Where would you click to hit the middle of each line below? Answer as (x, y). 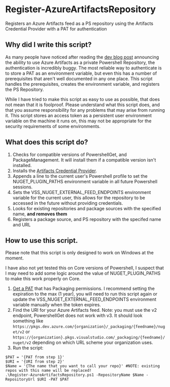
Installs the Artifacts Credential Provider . (55, 171)
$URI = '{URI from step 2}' (35, 362)
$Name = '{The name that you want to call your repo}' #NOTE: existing (82, 366)
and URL (22, 224)
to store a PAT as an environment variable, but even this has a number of (81, 73)
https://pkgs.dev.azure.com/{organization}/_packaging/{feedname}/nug (89, 327)
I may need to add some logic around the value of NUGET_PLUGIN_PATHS (83, 273)
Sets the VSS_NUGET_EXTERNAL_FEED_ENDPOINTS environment (82, 192)
